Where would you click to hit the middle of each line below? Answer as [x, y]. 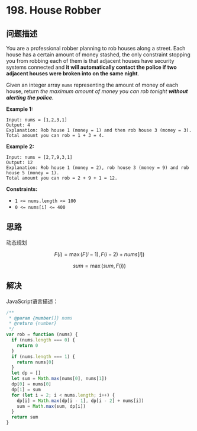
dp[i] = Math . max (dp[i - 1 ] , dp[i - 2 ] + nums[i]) [80, 401]
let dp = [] [26, 373]
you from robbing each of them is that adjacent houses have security [90, 61]
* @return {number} [33, 324]
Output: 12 [20, 162]
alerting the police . [30, 98]
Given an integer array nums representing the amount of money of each [92, 85]
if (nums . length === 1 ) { [43, 356]
